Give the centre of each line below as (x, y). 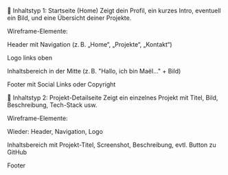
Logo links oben (30, 58)
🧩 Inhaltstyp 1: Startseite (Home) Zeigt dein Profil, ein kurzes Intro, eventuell (114, 11)
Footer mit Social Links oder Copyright (61, 84)
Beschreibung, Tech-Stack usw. (52, 105)
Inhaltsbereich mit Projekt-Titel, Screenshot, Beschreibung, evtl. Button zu (112, 145)
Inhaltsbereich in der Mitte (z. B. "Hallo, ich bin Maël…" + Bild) (94, 71)
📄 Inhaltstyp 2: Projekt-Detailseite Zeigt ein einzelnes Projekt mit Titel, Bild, (113, 97)
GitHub (17, 152)
